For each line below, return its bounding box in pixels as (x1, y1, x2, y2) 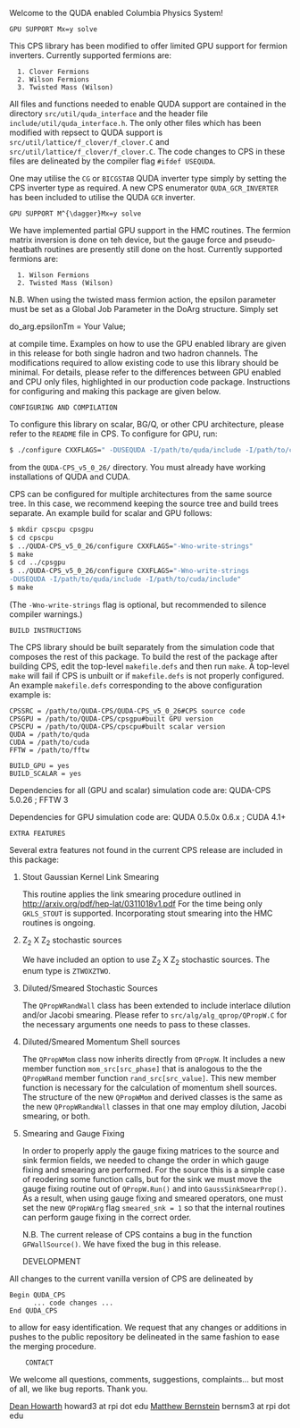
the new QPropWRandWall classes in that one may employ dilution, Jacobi (21, 1102, 287, 1112)
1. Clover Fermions (17, 67, 90, 76)
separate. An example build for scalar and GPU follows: (9, 507, 212, 518)
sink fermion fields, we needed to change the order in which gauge (21, 1155, 270, 1166)
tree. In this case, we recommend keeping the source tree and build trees (9, 498, 279, 509)
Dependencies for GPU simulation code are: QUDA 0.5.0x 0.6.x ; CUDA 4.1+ (9, 811, 287, 822)
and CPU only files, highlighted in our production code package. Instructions (9, 376, 291, 387)
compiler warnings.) (9, 608, 83, 620)
